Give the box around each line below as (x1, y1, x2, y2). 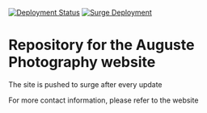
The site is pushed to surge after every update (8, 79, 163, 89)
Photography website (8, 53, 156, 72)
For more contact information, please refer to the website (8, 95, 199, 105)
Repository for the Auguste (8, 36, 195, 54)
